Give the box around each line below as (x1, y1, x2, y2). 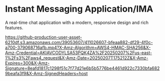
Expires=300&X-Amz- (5, 60, 50, 66)
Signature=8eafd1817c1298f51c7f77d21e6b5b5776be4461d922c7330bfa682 (5, 65, 160, 71)
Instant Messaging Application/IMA (5, 3, 153, 15)
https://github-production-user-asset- (5, 34, 82, 40)
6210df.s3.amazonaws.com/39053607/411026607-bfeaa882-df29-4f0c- (5, 39, 153, 45)
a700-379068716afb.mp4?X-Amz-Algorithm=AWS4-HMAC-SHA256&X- (5, 44, 151, 50)
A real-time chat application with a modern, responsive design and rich (5, 20, 149, 25)
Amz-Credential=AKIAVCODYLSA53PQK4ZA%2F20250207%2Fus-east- (5, 50, 152, 56)
